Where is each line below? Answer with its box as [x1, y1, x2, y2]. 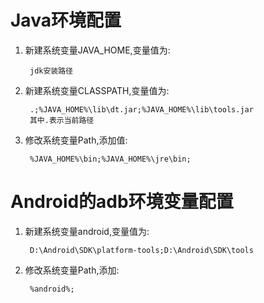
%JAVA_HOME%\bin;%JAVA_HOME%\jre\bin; [29, 154, 192, 164]
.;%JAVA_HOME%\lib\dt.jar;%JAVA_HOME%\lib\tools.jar [29, 104, 254, 115]
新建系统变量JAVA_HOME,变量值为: [24, 44, 171, 56]
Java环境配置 [10, 9, 122, 32]
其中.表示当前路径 [29, 115, 95, 125]
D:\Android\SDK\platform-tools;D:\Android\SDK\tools [29, 245, 254, 255]
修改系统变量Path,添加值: [24, 134, 128, 146]
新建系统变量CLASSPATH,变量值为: [24, 84, 170, 96]
